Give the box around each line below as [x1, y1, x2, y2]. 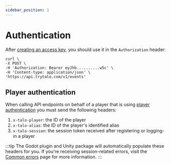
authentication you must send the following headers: [5, 107, 117, 113]
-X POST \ [5, 61, 27, 66]
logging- [146, 128, 165, 134]
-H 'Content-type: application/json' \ [5, 69, 91, 75]
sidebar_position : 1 [5, 7, 50, 13]
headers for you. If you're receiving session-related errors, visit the [5, 149, 147, 155]
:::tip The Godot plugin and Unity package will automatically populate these [5, 143, 164, 149]
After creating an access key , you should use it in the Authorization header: [5, 46, 166, 53]
